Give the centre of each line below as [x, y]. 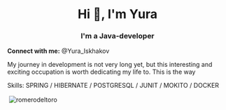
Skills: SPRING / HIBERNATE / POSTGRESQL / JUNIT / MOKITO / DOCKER [113, 86]
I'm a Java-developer [118, 36]
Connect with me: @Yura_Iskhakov [58, 51]
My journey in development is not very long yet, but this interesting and [110, 65]
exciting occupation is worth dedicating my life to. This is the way [101, 72]
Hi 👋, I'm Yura [118, 14]
